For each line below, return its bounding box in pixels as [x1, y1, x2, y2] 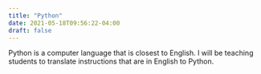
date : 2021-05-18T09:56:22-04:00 [8, 19, 120, 27]
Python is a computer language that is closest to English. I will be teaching [8, 49, 254, 58]
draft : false [8, 26, 52, 34]
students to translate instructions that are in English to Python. [8, 56, 214, 66]
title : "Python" [8, 11, 63, 20]
